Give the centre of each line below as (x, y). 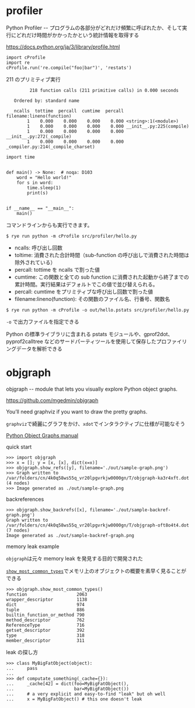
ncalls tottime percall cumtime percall (69, 111)
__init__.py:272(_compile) (39, 136)
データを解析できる (39, 348)
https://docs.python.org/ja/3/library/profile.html (63, 47)
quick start (19, 447)
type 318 (45, 635)
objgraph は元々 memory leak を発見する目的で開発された (74, 558)
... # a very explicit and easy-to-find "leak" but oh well (86, 694)
